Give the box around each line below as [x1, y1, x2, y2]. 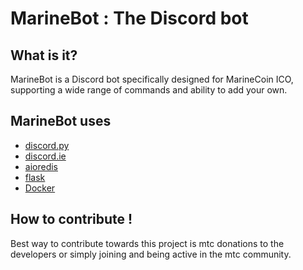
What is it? [10, 47, 78, 64]
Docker [24, 182, 56, 194]
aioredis [24, 160, 58, 172]
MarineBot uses [10, 113, 112, 130]
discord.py [24, 139, 70, 151]
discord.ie [24, 150, 67, 162]
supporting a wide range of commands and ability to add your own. [10, 84, 288, 96]
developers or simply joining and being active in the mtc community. [10, 248, 292, 260]
